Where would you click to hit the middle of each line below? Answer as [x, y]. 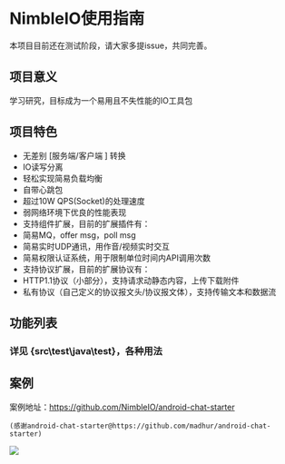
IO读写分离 [43, 167]
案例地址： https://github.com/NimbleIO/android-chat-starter [122, 407]
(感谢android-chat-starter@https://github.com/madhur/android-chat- [140, 426]
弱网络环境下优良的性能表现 [74, 212]
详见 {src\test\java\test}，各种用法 [86, 350]
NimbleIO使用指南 [77, 19]
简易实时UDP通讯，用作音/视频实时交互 [96, 246]
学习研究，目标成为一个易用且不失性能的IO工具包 [101, 100]
